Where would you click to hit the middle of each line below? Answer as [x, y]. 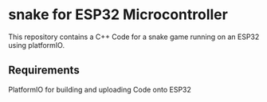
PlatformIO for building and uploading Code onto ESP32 [100, 89]
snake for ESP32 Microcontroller [118, 15]
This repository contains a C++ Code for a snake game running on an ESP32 [134, 37]
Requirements [44, 71]
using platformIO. [37, 45]
